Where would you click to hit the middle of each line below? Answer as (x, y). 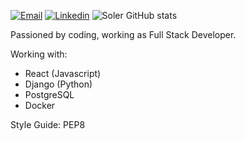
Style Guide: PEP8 (48, 124)
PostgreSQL (49, 94)
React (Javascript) (63, 73)
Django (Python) (58, 84)
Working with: (39, 54)
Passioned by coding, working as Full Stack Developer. (123, 34)
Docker (40, 105)
